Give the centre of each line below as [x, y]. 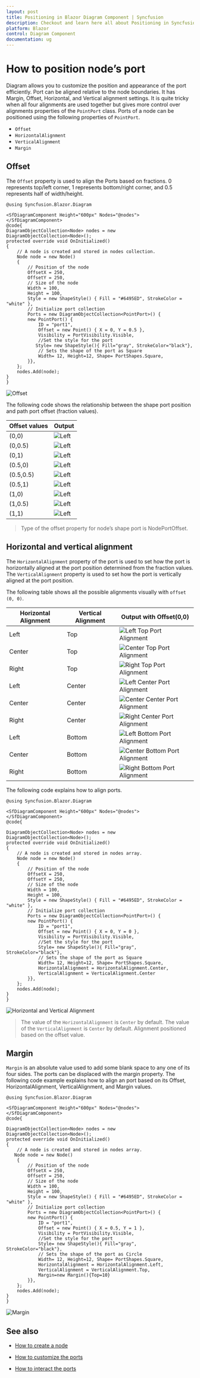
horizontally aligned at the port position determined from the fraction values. [100, 568]
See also [22, 1331]
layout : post [22, 12]
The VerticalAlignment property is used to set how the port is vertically [94, 574]
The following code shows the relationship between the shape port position [99, 405]
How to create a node [41, 1346]
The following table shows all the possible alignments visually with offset [96, 592]
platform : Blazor [28, 28]
